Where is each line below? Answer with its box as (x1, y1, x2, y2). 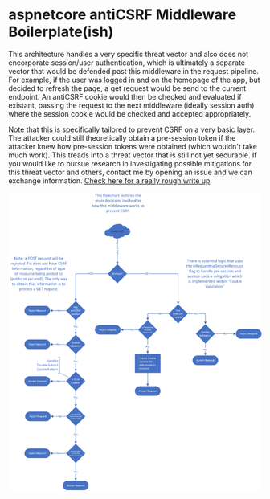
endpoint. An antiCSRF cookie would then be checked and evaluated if (8, 92, 243, 101)
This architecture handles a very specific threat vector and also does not (8, 49, 249, 59)
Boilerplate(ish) (8, 22, 114, 41)
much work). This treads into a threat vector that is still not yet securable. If (8, 150, 257, 160)
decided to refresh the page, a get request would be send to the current (8, 83, 247, 93)
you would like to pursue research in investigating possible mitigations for (8, 158, 252, 168)
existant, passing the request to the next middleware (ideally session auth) (8, 100, 255, 110)
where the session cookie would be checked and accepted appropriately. (8, 108, 252, 118)
